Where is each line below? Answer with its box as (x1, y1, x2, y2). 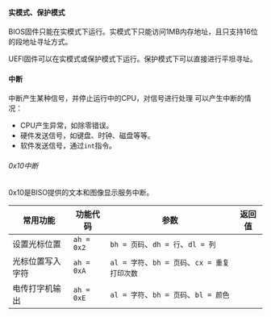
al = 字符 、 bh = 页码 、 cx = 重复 (110, 257, 230, 268)
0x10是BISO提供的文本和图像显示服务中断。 (8, 187, 154, 197)
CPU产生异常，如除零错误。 (19, 121, 114, 131)
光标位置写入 (12, 255, 62, 266)
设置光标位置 (12, 238, 62, 249)
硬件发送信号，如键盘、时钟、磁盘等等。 (19, 131, 155, 140)
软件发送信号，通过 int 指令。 (19, 141, 117, 151)
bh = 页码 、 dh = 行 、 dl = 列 (110, 238, 216, 249)
